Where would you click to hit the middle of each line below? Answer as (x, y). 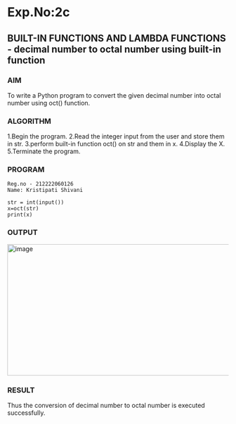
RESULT (21, 390)
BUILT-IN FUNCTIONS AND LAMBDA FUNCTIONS (117, 38)
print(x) (20, 215)
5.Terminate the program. (44, 151)
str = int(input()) (36, 203)
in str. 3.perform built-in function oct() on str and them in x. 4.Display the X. (116, 144)
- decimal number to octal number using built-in (114, 49)
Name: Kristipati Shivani (45, 191)
